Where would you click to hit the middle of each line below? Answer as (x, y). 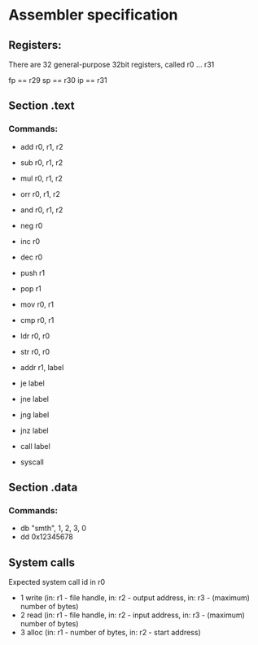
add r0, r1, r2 (42, 146)
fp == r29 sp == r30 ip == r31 (58, 80)
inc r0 (30, 241)
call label (35, 446)
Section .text (42, 106)
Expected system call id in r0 (57, 582)
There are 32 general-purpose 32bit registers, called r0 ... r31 (112, 64)
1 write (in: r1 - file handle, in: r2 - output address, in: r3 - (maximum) (135, 598)
